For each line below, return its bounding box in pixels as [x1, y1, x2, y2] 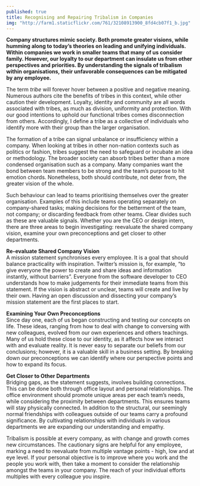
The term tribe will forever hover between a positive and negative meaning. [6, 86, 191, 93]
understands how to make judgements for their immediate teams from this [6, 279, 189, 287]
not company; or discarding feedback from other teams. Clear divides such [6, 210, 191, 218]
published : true [6, 8, 47, 15]
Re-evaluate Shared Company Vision [6, 247, 100, 255]
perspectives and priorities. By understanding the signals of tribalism [6, 62, 182, 69]
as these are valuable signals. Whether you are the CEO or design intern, [6, 217, 185, 224]
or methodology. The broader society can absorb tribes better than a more [6, 155, 190, 162]
